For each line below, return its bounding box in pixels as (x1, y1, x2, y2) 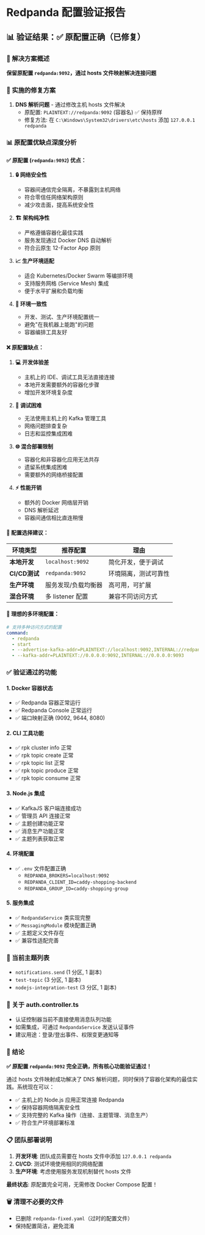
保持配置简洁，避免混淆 (15, 1222, 74, 1230)
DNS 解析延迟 (24, 506, 59, 514)
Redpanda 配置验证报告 (6, 5, 126, 20)
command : (6, 629, 29, 636)
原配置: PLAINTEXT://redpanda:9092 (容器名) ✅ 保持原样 (24, 109, 163, 116)
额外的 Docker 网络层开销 (24, 498, 88, 506)
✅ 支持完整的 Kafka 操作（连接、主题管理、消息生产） (15, 1111, 151, 1119)
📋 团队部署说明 (6, 1136, 52, 1144)
